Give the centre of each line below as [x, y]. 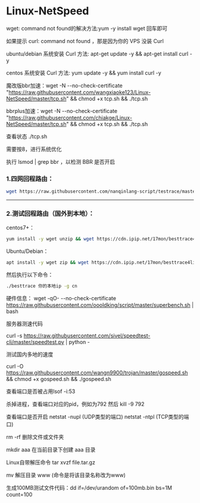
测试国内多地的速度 [30, 355]
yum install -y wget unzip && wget [50, 239]
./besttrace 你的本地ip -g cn [42, 286]
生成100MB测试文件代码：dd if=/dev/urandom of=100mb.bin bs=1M [89, 488]
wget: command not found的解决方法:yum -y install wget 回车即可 [87, 28]
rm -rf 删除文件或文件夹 [35, 437]
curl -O [15, 367]
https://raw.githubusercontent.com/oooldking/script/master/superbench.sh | [100, 305]
